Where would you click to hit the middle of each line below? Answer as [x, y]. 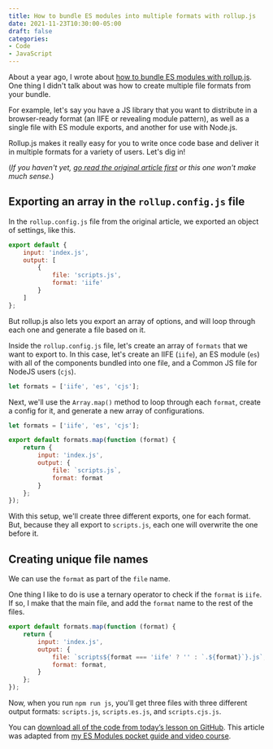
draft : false [30, 31]
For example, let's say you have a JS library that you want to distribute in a [133, 110]
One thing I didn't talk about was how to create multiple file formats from [130, 85]
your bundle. [30, 94]
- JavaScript [30, 54]
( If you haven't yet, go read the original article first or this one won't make [132, 167]
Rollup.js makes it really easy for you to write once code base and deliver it [134, 143]
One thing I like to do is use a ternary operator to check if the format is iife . [135, 594]
